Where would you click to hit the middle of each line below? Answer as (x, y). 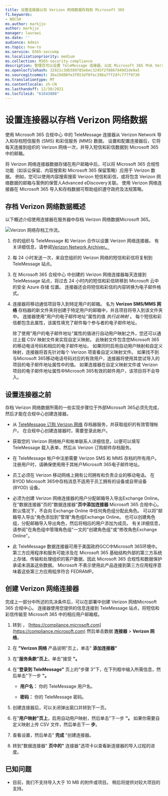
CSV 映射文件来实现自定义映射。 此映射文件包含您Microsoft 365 (93, 340)
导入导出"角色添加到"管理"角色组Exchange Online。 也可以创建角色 (86, 517)
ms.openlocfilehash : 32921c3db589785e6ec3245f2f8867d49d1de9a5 (72, 71)
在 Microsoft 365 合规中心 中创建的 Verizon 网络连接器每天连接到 (79, 275)
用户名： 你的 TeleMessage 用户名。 (57, 686)
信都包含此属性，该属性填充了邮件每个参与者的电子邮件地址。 (76, 323)
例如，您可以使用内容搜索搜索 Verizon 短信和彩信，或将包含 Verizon (85, 177)
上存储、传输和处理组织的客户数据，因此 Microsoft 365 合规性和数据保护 (87, 559)
